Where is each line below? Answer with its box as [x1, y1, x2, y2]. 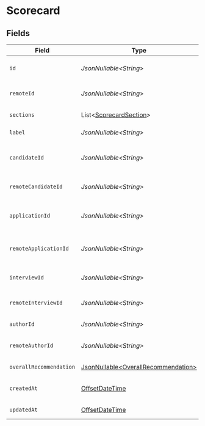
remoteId [9, 90, 35, 97]
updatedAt [9, 406, 38, 413]
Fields [6, 28, 31, 39]
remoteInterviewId [9, 299, 63, 306]
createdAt [9, 385, 38, 392]
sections [9, 111, 35, 118]
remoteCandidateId [9, 183, 63, 190]
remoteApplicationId [9, 245, 69, 252]
